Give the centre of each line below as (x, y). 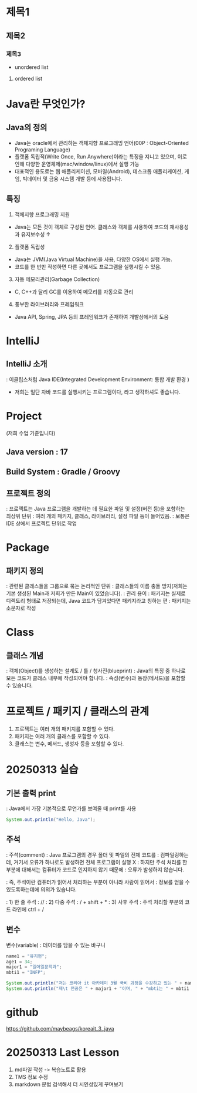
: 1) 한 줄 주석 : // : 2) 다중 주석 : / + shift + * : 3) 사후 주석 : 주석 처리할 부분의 (95, 902)
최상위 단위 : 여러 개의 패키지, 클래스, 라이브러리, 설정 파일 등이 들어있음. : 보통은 (98, 516)
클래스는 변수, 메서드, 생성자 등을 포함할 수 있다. (69, 744)
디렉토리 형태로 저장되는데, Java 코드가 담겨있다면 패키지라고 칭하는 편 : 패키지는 (98, 601)
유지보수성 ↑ (36, 234)
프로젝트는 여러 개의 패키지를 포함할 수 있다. (65, 729)
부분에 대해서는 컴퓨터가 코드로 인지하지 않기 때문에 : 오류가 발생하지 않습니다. (95, 869)
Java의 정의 (27, 128)
